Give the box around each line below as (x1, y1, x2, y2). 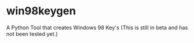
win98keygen (6, 4, 76, 18)
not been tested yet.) (6, 30, 58, 37)
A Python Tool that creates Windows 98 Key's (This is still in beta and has (6, 24, 188, 31)
